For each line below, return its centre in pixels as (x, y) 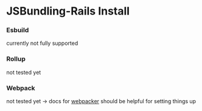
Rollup (16, 59)
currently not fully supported (42, 43)
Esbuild (18, 30)
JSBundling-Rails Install (68, 11)
